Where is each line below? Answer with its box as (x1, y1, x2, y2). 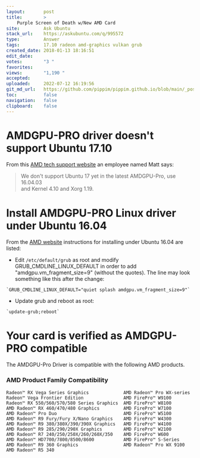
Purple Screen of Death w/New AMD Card (17, 20, 116, 26)
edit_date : (6, 53, 33, 59)
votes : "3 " (6, 58, 55, 64)
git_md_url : (6, 86, 36, 92)
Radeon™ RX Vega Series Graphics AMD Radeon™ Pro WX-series (6, 389, 190, 395)
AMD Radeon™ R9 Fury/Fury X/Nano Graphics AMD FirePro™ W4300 (6, 416, 171, 422)
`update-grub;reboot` (6, 309, 60, 315)
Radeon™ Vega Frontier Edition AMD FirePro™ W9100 (6, 395, 171, 401)
